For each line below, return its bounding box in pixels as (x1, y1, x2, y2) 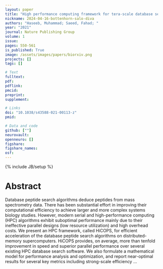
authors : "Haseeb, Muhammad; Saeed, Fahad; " (5, 20, 98, 26)
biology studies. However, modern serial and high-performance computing (5, 212, 154, 218)
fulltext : (5, 75, 25, 79)
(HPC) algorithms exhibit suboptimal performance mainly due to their (5, 217, 143, 223)
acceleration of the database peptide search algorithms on (5, 233, 122, 238)
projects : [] (5, 57, 32, 62)
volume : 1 (5, 34, 25, 39)
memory (5, 238, 22, 244)
